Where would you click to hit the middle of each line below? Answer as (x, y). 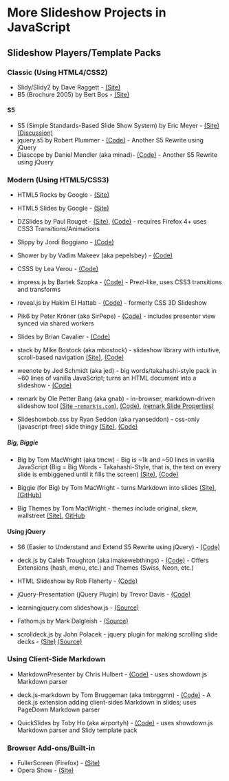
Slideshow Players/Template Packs (84, 53)
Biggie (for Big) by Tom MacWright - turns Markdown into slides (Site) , (117, 488)
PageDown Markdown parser (58, 709)
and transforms (39, 290)
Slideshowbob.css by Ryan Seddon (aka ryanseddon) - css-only (108, 419)
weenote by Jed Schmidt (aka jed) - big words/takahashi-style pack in (117, 371)
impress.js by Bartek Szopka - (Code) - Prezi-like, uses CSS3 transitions (119, 282)
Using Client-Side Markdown (56, 659)
